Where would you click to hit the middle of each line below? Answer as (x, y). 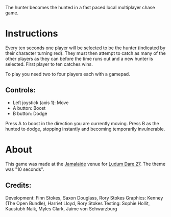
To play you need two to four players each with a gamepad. (68, 74)
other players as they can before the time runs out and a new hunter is (79, 58)
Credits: (18, 185)
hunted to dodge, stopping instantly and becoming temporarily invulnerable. (85, 129)
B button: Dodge (30, 113)
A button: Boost (29, 108)
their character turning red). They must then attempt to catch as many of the (86, 53)
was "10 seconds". (25, 169)
